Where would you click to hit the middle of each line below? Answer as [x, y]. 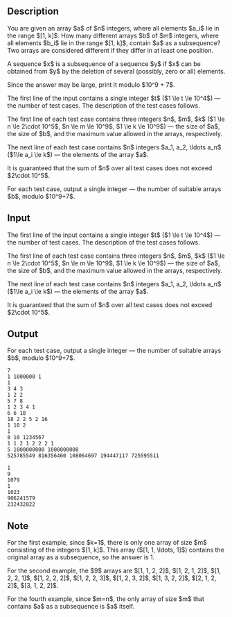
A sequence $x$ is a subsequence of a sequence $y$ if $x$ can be [104, 64]
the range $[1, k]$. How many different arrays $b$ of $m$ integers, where [113, 35]
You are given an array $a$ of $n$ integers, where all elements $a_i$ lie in [113, 28]
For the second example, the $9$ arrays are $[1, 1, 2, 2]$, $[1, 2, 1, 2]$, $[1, [114, 571]
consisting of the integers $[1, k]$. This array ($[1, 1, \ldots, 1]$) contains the [116, 550]
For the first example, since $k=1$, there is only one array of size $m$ [107, 543]
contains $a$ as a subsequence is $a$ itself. [71, 607]
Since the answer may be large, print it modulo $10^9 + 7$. [91, 84]
